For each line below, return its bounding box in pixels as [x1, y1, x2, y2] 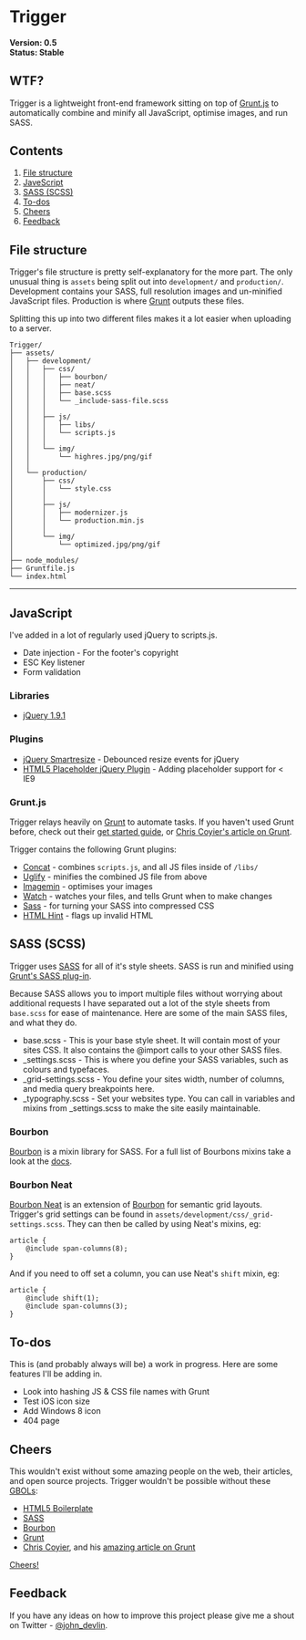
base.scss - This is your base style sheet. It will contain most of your [22, 1034, 280, 1045]
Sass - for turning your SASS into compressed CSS [22, 900, 215, 911]
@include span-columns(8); [25, 1244, 128, 1253]
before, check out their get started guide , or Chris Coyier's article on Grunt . [9, 825, 292, 836]
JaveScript [22, 177, 64, 188]
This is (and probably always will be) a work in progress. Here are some [9, 1359, 279, 1370]
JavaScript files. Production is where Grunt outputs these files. [9, 296, 244, 306]
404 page [22, 1416, 60, 1427]
